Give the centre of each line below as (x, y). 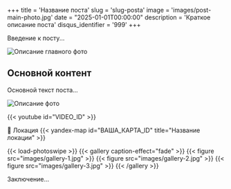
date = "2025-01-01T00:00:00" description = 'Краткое (132, 17)
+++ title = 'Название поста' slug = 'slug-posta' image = (89, 10)
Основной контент (49, 73)
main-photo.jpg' (30, 17)
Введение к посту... (36, 38)
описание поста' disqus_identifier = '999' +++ (74, 25)
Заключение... (28, 179)
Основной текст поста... (43, 90)
